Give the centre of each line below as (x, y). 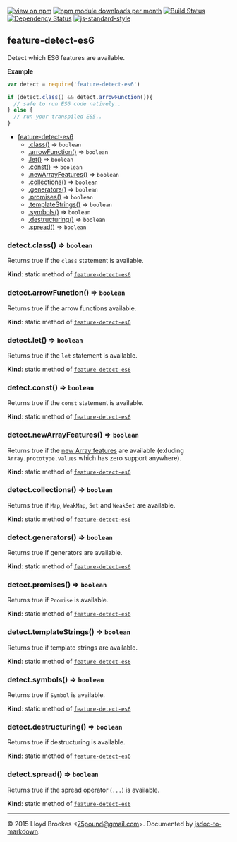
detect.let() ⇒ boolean (45, 340)
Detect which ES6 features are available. (66, 57)
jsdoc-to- (208, 824)
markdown (23, 831)
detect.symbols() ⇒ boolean (56, 679)
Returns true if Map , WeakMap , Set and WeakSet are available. (91, 505)
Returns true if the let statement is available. (72, 355)
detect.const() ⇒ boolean (51, 387)
